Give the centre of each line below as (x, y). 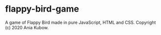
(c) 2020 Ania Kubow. (27, 27)
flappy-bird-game (42, 9)
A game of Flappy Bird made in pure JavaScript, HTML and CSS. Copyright (80, 22)
